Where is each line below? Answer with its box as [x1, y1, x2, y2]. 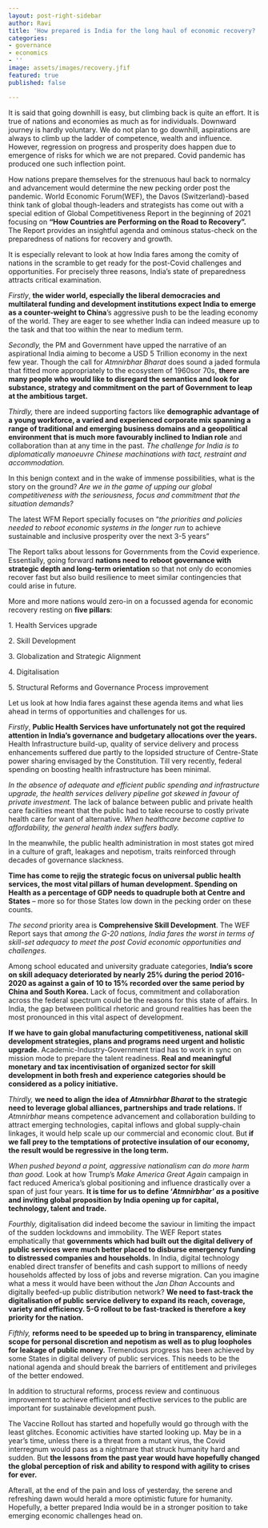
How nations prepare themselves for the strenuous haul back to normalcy [8, 174, 250, 184]
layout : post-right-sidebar [8, 11, 102, 20]
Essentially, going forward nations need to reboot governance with [8, 555, 232, 565]
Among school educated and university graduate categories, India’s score [8, 961, 254, 971]
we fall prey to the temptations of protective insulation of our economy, [8, 1136, 250, 1146]
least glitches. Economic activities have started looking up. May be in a [8, 1427, 242, 1437]
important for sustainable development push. [8, 1403, 157, 1413]
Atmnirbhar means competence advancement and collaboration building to [8, 1111, 256, 1121]
